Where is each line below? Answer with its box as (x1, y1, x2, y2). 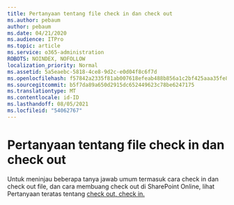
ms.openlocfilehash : (7, 74, 68, 82)
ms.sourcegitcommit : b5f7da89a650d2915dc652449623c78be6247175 (7, 81, 195, 88)
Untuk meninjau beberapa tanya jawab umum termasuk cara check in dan (7, 174, 219, 183)
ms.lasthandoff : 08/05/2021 (7, 101, 89, 108)
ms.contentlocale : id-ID (7, 95, 79, 101)
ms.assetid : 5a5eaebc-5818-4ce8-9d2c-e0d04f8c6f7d (7, 68, 157, 75)
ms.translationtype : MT (7, 88, 77, 95)
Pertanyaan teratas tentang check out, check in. (7, 189, 145, 198)
